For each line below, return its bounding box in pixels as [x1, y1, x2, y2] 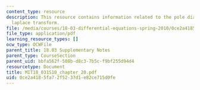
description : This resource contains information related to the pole [6, 14, 185, 20]
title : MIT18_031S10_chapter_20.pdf [6, 69, 97, 75]
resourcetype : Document [6, 63, 65, 70]
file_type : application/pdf [6, 31, 76, 37]
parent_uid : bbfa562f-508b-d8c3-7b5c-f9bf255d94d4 [6, 58, 135, 64]
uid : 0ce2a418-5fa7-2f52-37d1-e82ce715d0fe [6, 75, 116, 81]
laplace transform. [11, 20, 60, 25]
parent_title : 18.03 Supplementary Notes [6, 47, 111, 53]
